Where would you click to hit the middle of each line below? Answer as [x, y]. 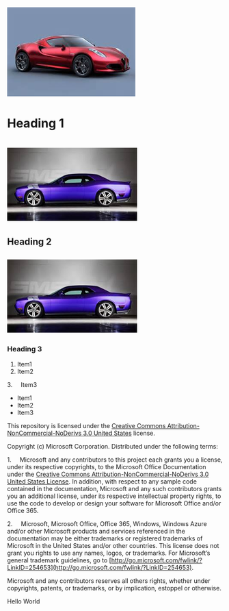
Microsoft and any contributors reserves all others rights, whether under [109, 581]
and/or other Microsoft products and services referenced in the [96, 531]
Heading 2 [30, 241]
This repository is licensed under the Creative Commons [86, 425]
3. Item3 [22, 384]
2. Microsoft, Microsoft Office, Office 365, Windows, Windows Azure [107, 523]
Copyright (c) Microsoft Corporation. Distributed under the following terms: [113, 446]
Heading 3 [25, 349]
